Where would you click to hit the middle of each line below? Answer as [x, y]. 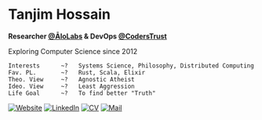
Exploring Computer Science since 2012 [73, 51]
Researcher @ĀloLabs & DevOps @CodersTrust [87, 36]
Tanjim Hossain [60, 15]
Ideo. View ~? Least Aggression [71, 86]
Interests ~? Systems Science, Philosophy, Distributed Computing [131, 65]
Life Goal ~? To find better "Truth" [82, 93]
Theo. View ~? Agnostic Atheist [71, 79]
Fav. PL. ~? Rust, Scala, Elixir [77, 72]
